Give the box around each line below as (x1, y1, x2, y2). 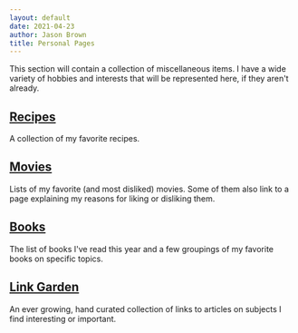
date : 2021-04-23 (9, 22, 75, 31)
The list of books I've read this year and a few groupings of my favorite (9, 243, 274, 254)
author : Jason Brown (9, 30, 88, 39)
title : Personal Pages (9, 38, 95, 48)
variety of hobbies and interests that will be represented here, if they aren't (9, 73, 289, 84)
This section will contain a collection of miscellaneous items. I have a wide (9, 64, 287, 74)
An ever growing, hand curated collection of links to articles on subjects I (9, 303, 282, 314)
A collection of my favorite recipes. (9, 133, 140, 144)
